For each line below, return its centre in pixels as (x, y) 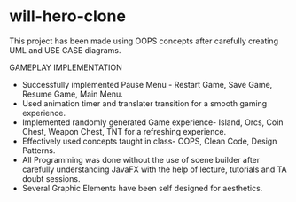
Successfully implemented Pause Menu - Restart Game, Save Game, (147, 84)
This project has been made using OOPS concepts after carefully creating (144, 41)
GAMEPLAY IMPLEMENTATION (66, 67)
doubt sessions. (51, 178)
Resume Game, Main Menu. (72, 94)
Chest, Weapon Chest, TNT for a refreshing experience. (124, 131)
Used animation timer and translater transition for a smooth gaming (144, 103)
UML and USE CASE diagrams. (65, 50)
